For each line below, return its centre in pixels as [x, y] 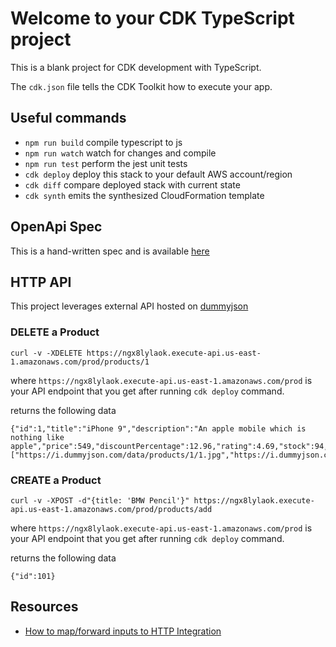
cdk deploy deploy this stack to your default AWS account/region [158, 174]
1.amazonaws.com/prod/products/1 [80, 362]
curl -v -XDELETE [46, 353]
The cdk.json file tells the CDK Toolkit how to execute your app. [141, 86]
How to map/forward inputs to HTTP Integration [123, 631]
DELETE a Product [55, 332]
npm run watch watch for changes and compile [120, 153]
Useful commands [68, 118]
